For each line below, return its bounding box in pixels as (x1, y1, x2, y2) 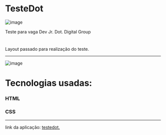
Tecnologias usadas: (5, 77, 92, 89)
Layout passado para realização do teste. (5, 46, 89, 52)
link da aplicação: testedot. (5, 124, 60, 130)
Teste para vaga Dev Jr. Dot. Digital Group (5, 29, 91, 34)
